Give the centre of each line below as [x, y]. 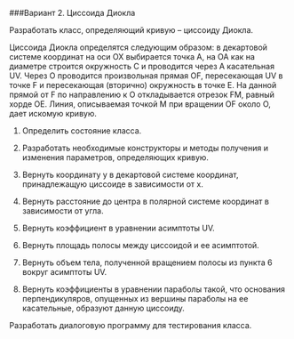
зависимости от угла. [63, 211]
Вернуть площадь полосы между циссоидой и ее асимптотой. [140, 245]
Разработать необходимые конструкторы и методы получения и [145, 148]
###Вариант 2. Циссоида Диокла [72, 13]
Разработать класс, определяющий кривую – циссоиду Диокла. [131, 30]
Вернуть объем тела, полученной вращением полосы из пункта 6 [147, 262]
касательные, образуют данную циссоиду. [103, 308]
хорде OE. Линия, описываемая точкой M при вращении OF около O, [140, 104]
